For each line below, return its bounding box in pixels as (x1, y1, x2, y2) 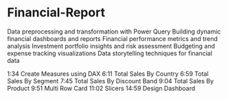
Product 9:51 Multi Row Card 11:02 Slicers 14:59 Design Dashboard (7, 84, 196, 92)
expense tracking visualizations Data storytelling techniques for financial (7, 49, 213, 57)
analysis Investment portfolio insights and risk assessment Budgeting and (7, 42, 215, 50)
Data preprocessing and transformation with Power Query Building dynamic (7, 27, 221, 36)
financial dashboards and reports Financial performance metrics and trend (7, 34, 218, 42)
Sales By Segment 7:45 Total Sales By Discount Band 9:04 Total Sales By (7, 76, 214, 85)
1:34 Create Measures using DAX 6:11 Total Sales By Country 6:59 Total (7, 70, 209, 78)
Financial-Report (7, 5, 105, 20)
